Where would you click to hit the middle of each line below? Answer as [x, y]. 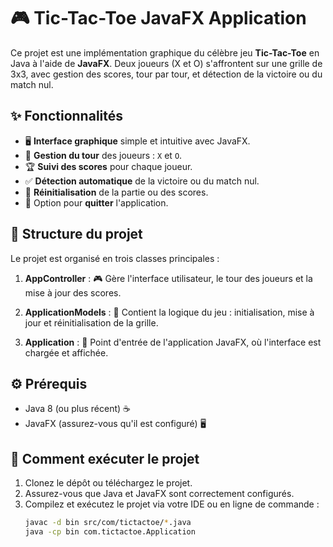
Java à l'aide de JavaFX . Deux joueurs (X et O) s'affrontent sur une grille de [166, 63]
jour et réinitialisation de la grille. [91, 322]
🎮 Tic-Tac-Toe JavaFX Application [158, 18]
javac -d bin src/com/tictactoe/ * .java [108, 523]
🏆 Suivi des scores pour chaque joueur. [108, 166]
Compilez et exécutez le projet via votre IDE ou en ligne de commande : [172, 504]
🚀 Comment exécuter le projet [105, 458]
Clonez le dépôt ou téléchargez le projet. [108, 483]
